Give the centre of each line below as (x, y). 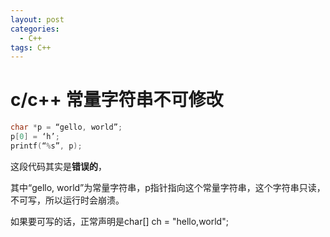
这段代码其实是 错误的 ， (58, 166)
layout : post (37, 19)
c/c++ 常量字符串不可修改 (117, 100)
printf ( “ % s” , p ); (46, 146)
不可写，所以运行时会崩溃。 (67, 200)
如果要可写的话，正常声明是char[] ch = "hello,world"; (119, 221)
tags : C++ (31, 47)
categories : (35, 29)
